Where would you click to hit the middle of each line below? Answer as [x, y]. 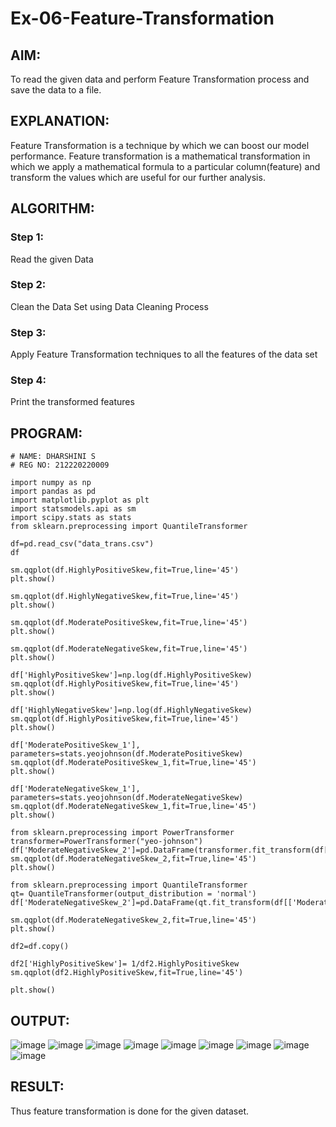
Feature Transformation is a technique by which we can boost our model [160, 145]
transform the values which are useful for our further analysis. [138, 177]
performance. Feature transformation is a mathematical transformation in [160, 156]
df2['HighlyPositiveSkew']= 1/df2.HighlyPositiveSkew [125, 964]
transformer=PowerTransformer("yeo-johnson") [106, 842]
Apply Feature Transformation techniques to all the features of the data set [164, 354]
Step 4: [28, 380]
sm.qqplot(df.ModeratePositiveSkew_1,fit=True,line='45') [133, 763]
